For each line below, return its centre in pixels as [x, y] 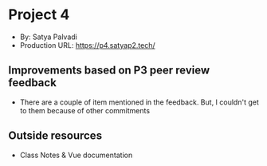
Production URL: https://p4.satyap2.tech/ [87, 45]
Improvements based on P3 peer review [109, 71]
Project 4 [39, 15]
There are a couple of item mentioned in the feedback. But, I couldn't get [139, 102]
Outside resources [55, 136]
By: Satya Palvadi [48, 37]
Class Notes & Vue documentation [76, 155]
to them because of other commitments [84, 110]
